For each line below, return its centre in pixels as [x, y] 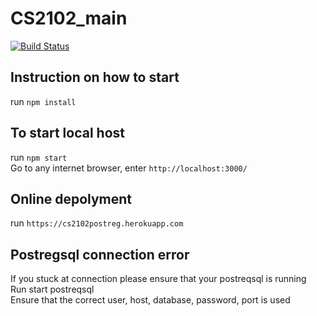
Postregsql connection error [100, 254]
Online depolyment [71, 198]
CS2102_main [69, 18]
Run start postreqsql [52, 289]
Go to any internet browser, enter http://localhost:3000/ [129, 168]
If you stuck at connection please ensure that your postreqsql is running [158, 279]
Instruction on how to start [95, 77]
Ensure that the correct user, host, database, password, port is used [150, 300]
